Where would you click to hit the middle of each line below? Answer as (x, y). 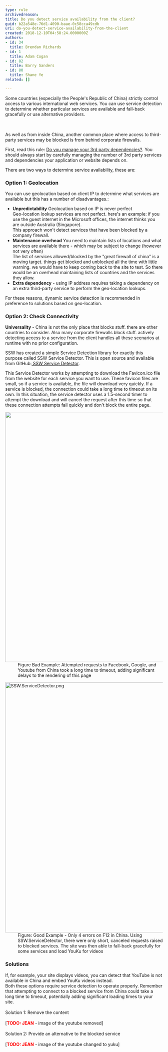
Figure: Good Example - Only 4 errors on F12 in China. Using (80, 935)
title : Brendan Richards (35, 47)
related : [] (17, 80)
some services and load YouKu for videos (60, 951)
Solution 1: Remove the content (37, 1012)
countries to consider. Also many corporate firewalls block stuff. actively (79, 333)
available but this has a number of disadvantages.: (57, 199)
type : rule (16, 10)
